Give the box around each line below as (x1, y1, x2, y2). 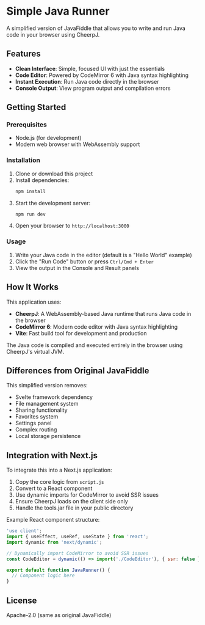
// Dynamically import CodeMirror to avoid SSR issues (6, 550, 149, 557)
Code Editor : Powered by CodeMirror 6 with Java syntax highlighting (15, 71, 189, 79)
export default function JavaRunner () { (6, 567, 111, 573)
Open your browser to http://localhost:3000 (15, 222, 130, 230)
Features (6, 49, 41, 59)
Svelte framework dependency (15, 393, 93, 401)
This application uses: (6, 298, 62, 305)
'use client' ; (6, 528, 43, 534)
